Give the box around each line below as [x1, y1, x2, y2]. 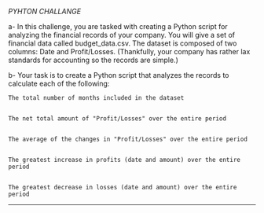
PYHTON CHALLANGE [8, 7, 81, 16]
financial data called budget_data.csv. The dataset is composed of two [8, 39, 237, 48]
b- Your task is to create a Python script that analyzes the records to [8, 71, 229, 79]
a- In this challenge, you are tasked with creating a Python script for [8, 22, 228, 31]
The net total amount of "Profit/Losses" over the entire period [8, 115, 226, 123]
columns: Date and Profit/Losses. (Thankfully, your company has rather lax [8, 47, 251, 56]
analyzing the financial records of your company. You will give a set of [8, 31, 236, 39]
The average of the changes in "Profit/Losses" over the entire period [8, 135, 247, 143]
